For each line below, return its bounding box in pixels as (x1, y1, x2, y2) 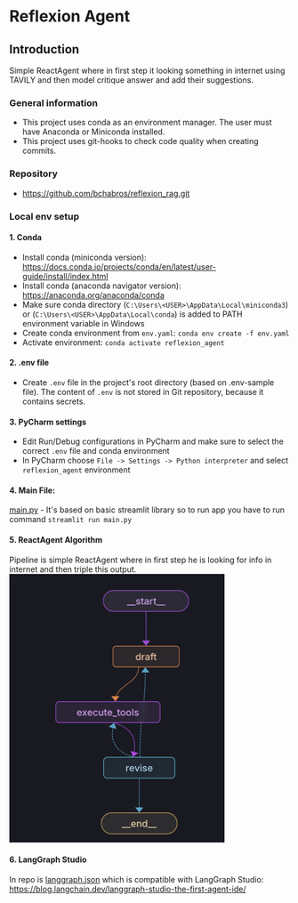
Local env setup (9, 210, 80, 222)
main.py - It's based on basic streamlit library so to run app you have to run (9, 504, 286, 515)
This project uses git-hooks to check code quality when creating (21, 136, 260, 147)
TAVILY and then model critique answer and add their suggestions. (9, 75, 254, 85)
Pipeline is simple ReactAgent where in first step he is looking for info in (9, 554, 272, 565)
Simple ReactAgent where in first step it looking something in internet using (9, 65, 286, 76)
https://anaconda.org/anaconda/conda (21, 289, 165, 300)
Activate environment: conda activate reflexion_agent (21, 336, 225, 348)
